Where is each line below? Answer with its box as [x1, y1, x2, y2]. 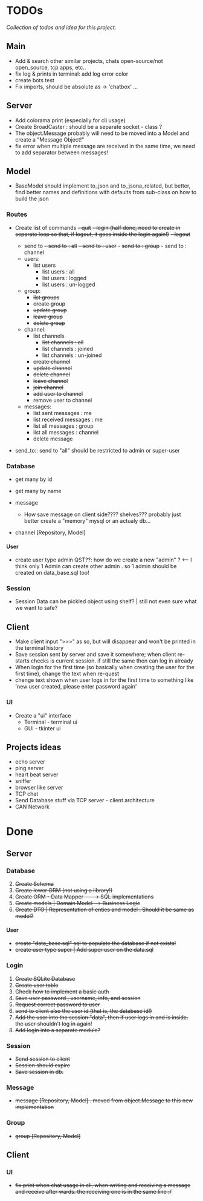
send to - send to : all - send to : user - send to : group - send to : [24, 242, 187, 249]
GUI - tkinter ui [24, 724, 61, 732]
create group [33, 300, 65, 307]
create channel [33, 358, 71, 365]
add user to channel [33, 390, 83, 397]
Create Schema [14, 880, 54, 888]
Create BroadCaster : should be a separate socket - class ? [14, 123, 163, 130]
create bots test [14, 76, 54, 83]
